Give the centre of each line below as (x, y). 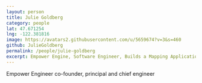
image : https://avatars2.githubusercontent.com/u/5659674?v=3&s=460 (94, 40)
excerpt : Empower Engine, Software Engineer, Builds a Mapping (87, 57)
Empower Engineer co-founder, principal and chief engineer (81, 73)
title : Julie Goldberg (35, 17)
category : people (28, 23)
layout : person (25, 12)
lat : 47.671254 (25, 29)
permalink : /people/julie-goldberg (51, 51)
